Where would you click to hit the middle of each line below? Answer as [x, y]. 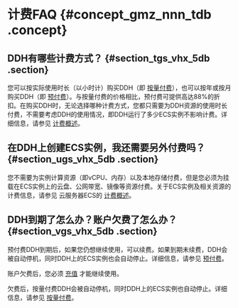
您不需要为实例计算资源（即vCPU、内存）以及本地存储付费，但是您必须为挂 [118, 177]
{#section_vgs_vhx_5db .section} [82, 232]
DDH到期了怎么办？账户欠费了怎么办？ [92, 220]
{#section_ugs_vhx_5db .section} [83, 160]
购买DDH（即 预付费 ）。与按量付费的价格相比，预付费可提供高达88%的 [111, 96]
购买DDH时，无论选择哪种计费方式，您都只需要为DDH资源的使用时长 [127, 105]
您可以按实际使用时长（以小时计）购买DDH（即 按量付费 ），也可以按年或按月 [119, 87]
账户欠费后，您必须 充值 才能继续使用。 [65, 273]
